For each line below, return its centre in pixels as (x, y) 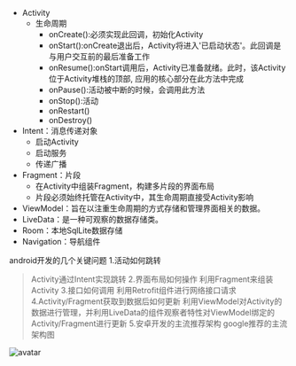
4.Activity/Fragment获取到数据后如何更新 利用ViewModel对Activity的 (156, 301)
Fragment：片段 (51, 175)
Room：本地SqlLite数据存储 (72, 230)
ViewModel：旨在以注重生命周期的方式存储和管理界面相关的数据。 (144, 208)
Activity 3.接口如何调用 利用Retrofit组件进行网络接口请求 (133, 290)
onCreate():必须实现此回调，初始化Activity (126, 34)
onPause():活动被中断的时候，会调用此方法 (127, 90)
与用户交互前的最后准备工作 (99, 56)
